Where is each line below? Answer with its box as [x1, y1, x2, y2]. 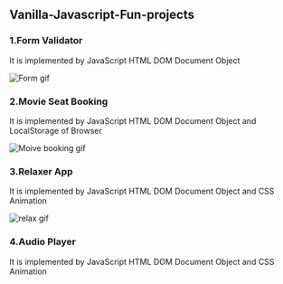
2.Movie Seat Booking [9, 95, 108, 108]
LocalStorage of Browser [9, 125, 102, 136]
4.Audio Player [9, 235, 77, 248]
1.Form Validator [9, 34, 83, 47]
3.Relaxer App [9, 165, 74, 177]
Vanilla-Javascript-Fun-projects [9, 7, 194, 23]
